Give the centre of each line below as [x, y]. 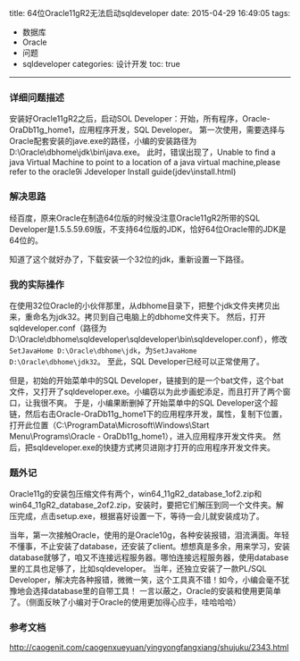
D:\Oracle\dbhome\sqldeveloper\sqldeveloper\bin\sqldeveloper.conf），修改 [148, 339]
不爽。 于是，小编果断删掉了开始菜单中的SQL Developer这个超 [163, 402]
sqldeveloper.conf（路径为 [58, 328]
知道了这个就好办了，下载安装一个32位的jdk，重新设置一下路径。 [129, 259]
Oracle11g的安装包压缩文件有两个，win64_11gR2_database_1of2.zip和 [135, 494]
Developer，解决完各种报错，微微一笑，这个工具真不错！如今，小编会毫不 [146, 580]
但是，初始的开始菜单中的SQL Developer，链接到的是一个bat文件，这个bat [146, 380]
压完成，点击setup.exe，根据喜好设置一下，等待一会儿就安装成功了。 [137, 516]
